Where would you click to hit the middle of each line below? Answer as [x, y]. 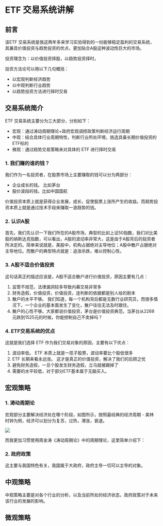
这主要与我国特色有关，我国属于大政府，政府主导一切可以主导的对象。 [75, 465]
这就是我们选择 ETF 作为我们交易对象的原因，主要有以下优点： [67, 343]
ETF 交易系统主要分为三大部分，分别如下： [48, 121]
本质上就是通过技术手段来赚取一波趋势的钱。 [54, 208]
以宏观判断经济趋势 [31, 79]
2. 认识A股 [17, 221]
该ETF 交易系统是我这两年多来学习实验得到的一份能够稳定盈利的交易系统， [80, 42]
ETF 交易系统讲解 [40, 10]
